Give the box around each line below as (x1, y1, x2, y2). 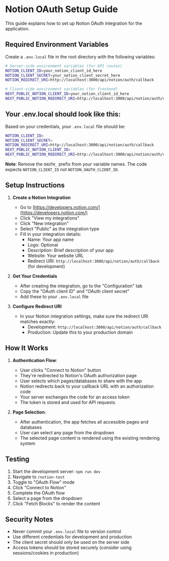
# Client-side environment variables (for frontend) (5, 87, 118, 92)
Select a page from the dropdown (12, 495, 82, 501)
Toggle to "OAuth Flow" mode (12, 479, 75, 485)
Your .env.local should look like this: (5, 110, 121, 119)
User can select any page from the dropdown (20, 429, 115, 435)
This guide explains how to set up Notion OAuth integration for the (5, 20, 142, 26)
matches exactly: (20, 318, 56, 324)
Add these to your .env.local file (20, 293, 89, 299)
